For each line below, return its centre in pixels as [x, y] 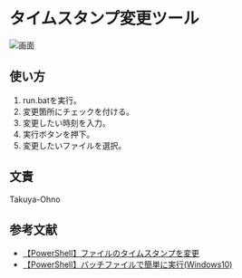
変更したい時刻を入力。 [66, 122]
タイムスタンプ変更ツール [104, 19]
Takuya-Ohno [35, 199]
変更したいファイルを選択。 [74, 145]
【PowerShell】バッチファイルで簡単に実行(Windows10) [127, 264]
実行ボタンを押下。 [58, 134]
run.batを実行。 [52, 100]
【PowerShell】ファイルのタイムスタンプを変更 [111, 254]
